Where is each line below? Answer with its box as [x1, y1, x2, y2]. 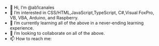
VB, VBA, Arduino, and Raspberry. [9, 15, 79, 20]
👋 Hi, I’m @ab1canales [9, 5, 55, 10]
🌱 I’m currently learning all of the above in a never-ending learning [9, 20, 144, 26]
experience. [9, 25, 34, 31]
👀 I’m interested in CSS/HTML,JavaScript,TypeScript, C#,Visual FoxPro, [9, 10, 155, 15]
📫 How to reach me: [9, 36, 52, 41]
